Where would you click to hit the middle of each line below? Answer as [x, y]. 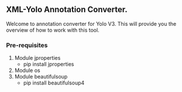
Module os [27, 70]
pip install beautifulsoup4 [54, 83]
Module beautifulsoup [41, 77]
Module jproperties [37, 58]
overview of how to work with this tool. [53, 30]
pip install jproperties [49, 64]
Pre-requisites [27, 45]
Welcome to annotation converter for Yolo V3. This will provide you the [91, 23]
